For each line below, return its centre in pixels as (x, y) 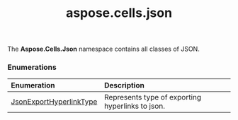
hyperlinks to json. (134, 106)
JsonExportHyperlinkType (54, 102)
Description (124, 85)
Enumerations (32, 67)
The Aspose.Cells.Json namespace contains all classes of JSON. (103, 49)
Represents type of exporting (153, 97)
